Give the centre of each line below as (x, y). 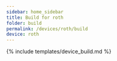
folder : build (24, 23)
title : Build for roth (35, 18)
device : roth (23, 34)
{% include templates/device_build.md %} (59, 51)
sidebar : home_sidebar (35, 12)
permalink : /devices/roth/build (47, 29)
